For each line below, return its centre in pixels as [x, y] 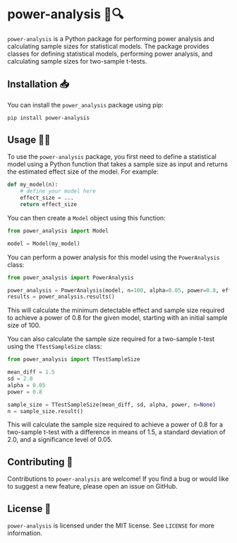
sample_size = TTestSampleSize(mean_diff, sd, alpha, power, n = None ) [112, 405]
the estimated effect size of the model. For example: [83, 172]
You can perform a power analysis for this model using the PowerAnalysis [114, 257]
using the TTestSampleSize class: [55, 347]
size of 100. [24, 326]
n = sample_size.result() [45, 411]
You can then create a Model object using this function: [86, 217]
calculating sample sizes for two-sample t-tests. [77, 61]
